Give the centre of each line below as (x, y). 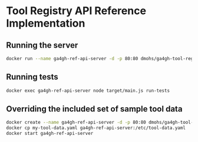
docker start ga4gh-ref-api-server (50, 134)
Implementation (46, 23)
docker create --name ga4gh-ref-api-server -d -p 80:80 (76, 123)
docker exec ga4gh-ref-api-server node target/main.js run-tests (88, 90)
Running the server (42, 45)
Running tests (32, 77)
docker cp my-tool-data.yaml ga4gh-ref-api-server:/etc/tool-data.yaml (96, 128)
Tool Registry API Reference (76, 11)
